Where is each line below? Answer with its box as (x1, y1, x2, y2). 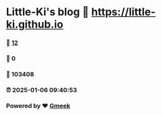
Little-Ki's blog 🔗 (6, 5, 89, 19)
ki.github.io (6, 18, 63, 31)
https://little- (91, 5, 156, 19)
